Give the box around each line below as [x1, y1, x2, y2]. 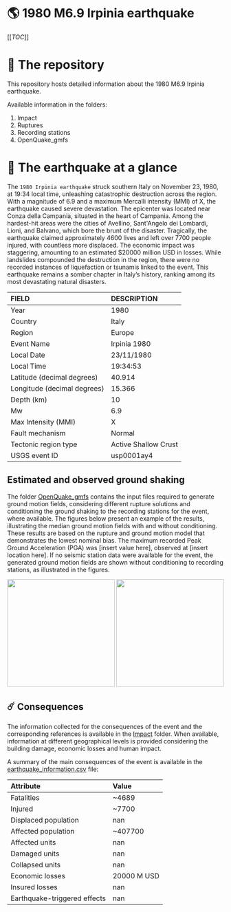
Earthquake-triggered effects [10, 893, 107, 903]
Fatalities [10, 793, 40, 803]
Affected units [10, 838, 56, 847]
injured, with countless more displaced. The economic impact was [7, 241, 195, 249]
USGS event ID [10, 450, 58, 460]
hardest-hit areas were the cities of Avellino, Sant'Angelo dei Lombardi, [7, 219, 208, 227]
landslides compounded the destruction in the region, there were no [7, 255, 200, 263]
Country [10, 316, 37, 326]
